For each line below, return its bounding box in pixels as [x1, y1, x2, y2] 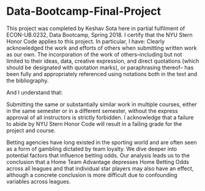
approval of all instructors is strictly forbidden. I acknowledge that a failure [6, 114, 194, 121]
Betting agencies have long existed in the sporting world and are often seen [6, 138, 197, 146]
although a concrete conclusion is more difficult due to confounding [6, 171, 177, 179]
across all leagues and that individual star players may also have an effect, [6, 165, 194, 172]
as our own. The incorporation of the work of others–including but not [6, 50, 182, 58]
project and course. [6, 127, 56, 134]
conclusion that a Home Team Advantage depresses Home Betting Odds [6, 158, 190, 165]
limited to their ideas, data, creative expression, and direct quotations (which [6, 57, 199, 64]
